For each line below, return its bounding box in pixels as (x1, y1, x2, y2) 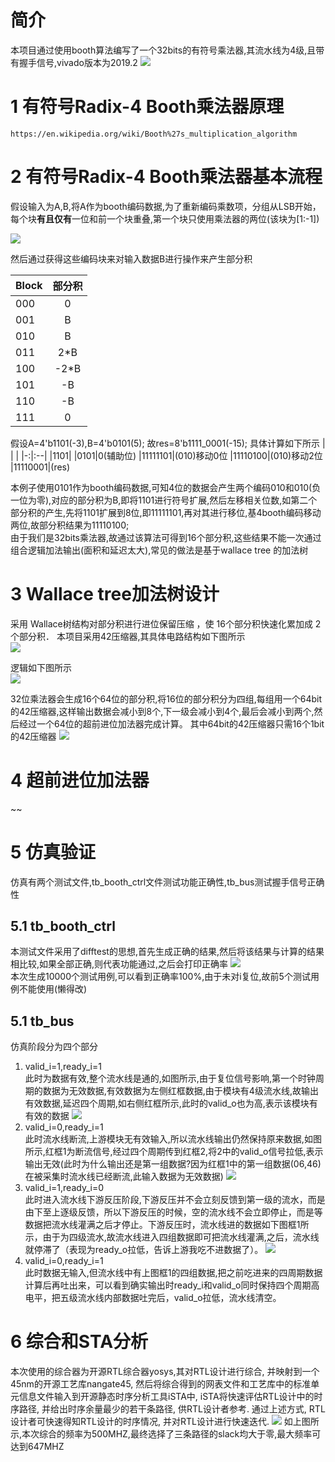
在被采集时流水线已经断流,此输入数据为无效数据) (24, 1171, 224, 1183)
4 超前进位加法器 (10, 769, 150, 791)
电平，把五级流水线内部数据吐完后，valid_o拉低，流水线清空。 (24, 1292, 282, 1304)
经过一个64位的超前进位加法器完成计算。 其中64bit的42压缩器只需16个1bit (18, 717, 325, 730)
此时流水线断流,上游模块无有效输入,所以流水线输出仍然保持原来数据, (24, 1133, 305, 1145)
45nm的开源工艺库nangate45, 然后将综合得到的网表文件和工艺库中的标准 (10, 1378, 312, 1390)
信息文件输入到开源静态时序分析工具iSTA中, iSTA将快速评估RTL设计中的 (18, 1391, 315, 1403)
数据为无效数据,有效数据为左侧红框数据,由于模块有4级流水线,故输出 (42, 1085, 319, 1097)
